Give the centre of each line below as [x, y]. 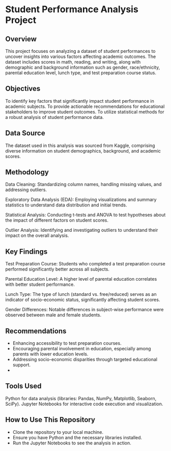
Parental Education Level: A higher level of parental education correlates [81, 279]
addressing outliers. [26, 190]
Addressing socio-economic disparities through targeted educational [85, 359]
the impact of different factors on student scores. [57, 220]
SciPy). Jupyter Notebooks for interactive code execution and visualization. [84, 404]
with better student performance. [40, 284]
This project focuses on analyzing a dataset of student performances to [80, 51]
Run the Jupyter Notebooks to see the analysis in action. [72, 443]
